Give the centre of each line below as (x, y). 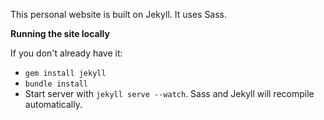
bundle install (56, 84)
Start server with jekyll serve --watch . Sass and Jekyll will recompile (169, 93)
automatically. (53, 104)
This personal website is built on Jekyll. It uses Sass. (119, 14)
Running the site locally (60, 33)
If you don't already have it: (66, 53)
